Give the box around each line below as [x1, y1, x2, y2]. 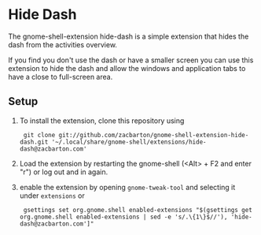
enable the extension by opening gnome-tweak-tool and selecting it [19, 182, 236, 192]
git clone [23, 131, 56, 139]
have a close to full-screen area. [8, 72, 113, 81]
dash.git [19, 138, 49, 146]
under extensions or [19, 191, 85, 200]
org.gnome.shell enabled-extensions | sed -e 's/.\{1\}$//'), [19, 213, 228, 221]
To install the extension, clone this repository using [19, 116, 185, 125]
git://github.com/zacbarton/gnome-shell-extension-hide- [58, 131, 249, 139]
